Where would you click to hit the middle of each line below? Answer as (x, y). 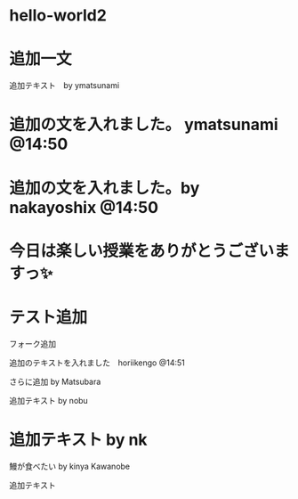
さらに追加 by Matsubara (55, 381)
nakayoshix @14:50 (84, 207)
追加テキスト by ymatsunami (64, 86)
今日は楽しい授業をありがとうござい (142, 251)
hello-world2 (58, 16)
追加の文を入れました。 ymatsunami (144, 125)
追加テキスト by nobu (49, 400)
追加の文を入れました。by (105, 188)
